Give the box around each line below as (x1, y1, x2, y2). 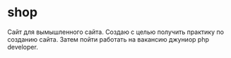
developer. (7, 42, 39, 51)
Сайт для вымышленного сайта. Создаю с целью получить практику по (7, 28, 225, 36)
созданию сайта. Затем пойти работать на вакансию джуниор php (7, 35, 210, 43)
